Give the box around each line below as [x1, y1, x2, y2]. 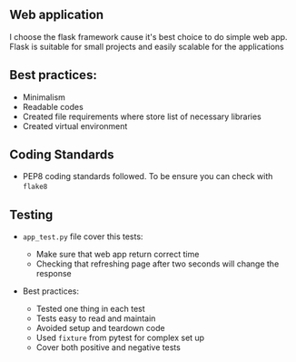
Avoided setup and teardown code [35, 323, 165, 334]
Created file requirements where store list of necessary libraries [22, 111, 261, 122]
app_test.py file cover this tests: [22, 231, 143, 242]
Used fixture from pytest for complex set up [35, 332, 205, 344]
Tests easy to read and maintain [35, 313, 156, 324]
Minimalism [22, 91, 66, 103]
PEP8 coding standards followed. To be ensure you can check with [22, 171, 273, 182]
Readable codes [22, 101, 84, 112]
